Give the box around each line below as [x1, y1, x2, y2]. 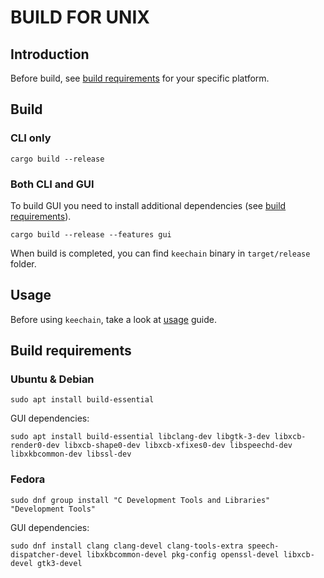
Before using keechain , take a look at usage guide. [10, 313, 217, 325]
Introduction [10, 46, 90, 63]
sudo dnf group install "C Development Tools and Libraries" [10, 495, 271, 505]
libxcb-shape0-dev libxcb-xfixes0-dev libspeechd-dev [63, 441, 293, 451]
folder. [10, 257, 37, 270]
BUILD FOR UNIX [10, 6, 150, 29]
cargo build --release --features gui [10, 229, 172, 240]
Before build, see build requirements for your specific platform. [10, 72, 270, 84]
